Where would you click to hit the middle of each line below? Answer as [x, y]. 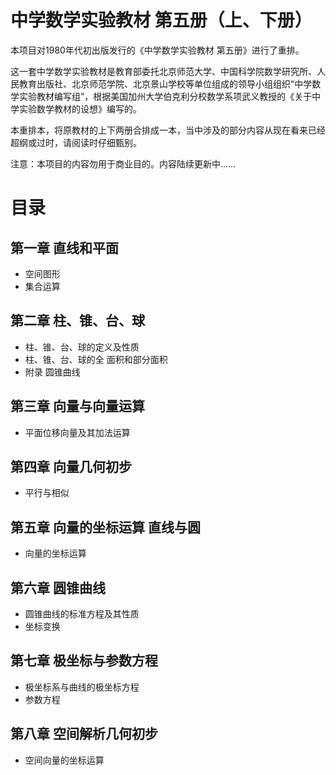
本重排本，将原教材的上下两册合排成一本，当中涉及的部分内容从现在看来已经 [168, 130]
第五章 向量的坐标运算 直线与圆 [105, 527]
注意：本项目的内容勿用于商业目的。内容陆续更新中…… [123, 163]
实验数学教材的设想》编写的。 [80, 108]
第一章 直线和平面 [64, 247]
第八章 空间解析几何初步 [84, 734]
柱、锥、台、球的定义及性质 [82, 347]
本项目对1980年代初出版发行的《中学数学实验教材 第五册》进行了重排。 [157, 50]
